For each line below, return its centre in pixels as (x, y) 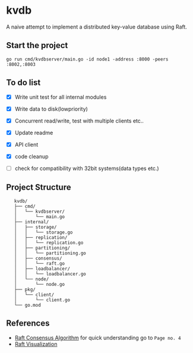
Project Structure (39, 187)
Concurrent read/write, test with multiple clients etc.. (79, 121)
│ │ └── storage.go (43, 232)
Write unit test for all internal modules (61, 97)
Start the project (37, 45)
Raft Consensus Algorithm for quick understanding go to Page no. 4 (98, 338)
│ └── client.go (42, 300)
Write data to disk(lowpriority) (51, 109)
